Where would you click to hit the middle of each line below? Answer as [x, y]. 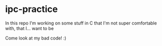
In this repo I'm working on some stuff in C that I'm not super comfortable [81, 23]
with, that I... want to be [30, 28]
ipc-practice [32, 9]
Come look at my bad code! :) [36, 38]
